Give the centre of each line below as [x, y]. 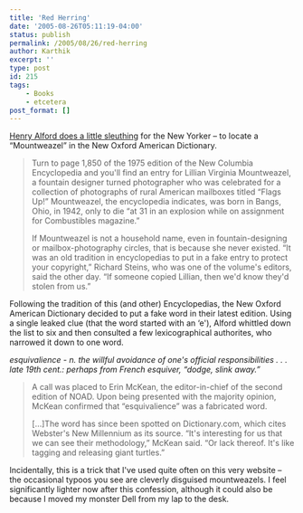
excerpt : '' [32, 60]
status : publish [40, 34]
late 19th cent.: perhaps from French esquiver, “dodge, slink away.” [135, 370]
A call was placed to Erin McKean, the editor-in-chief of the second [157, 387]
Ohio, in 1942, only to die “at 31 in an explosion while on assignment [158, 211]
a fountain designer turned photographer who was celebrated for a [156, 183]
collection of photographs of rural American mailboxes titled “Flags [156, 192]
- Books [40, 93]
